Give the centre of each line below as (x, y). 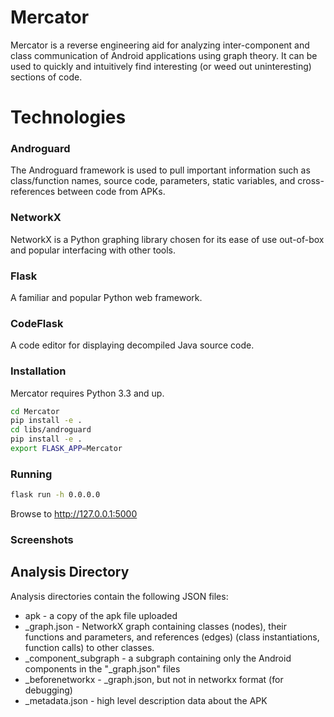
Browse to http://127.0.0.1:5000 (74, 514)
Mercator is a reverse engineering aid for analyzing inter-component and (160, 45)
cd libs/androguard (51, 430)
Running (31, 474)
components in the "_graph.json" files (102, 668)
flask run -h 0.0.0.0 (55, 495)
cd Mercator (35, 411)
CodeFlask (37, 323)
